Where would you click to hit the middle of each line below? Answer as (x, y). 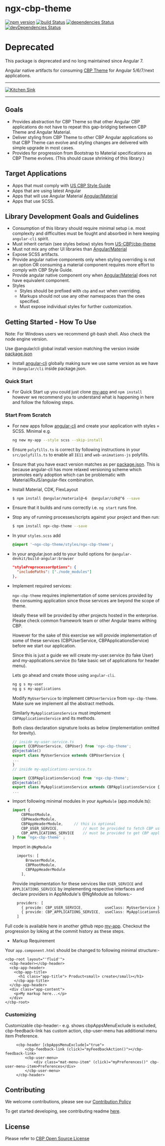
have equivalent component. (41, 280)
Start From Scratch (28, 415)
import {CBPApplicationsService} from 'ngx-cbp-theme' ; (70, 778)
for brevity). (24, 733)
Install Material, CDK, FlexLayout (45, 489)
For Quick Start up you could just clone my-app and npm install (77, 392)
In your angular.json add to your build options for (62, 554)
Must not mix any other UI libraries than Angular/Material (69, 249)
